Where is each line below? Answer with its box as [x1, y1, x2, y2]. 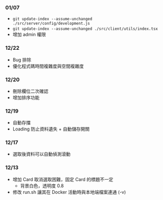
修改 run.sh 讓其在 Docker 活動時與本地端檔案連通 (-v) [12, 189, 126, 195]
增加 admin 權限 [12, 31, 47, 38]
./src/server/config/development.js [12, 21, 90, 26]
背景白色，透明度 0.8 [20, 182, 64, 189]
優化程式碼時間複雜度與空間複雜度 [12, 63, 84, 69]
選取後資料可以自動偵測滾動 [12, 151, 71, 157]
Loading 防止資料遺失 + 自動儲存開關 [12, 126, 90, 132]
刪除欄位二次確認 [12, 88, 49, 94]
